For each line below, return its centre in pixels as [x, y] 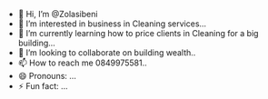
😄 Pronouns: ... [47, 76]
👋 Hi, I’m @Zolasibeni [58, 14]
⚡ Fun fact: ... [43, 86]
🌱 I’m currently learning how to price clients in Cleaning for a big [138, 33]
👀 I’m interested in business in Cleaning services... [112, 24]
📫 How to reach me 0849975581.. [82, 63]
